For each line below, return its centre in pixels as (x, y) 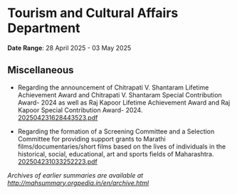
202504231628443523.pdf (58, 117)
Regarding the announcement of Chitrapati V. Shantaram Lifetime (113, 87)
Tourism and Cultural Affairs (93, 13)
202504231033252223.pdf (58, 161)
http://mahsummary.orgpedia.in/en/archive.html (78, 183)
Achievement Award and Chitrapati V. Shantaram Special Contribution (120, 95)
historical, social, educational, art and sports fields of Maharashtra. (116, 153)
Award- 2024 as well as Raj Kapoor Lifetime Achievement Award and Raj (124, 102)
